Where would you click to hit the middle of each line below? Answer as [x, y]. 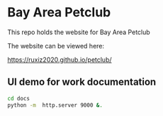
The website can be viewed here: [56, 46]
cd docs [19, 98]
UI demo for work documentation [82, 82]
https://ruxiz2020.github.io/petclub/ [60, 59]
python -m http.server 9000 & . [55, 105]
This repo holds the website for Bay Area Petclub [79, 32]
